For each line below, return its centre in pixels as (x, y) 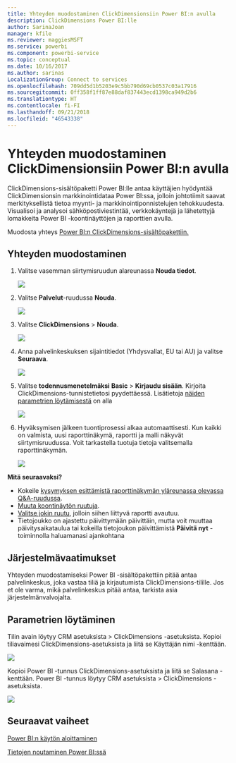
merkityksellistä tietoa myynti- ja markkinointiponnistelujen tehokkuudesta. (116, 203)
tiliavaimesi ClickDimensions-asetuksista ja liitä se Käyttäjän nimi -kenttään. (117, 644)
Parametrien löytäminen (61, 619)
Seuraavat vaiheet (48, 721)
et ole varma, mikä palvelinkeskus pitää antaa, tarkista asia (93, 590)
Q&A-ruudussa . (40, 499)
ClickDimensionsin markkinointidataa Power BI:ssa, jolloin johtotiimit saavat (116, 195)
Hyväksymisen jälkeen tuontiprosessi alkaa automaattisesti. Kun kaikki (119, 428)
